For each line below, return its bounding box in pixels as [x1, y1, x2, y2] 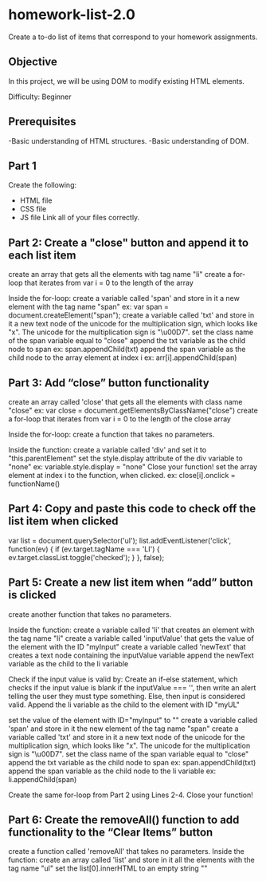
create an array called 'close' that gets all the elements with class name [8, 397, 243, 406]
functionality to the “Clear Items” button [8, 826, 213, 840]
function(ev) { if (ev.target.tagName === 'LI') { [8, 544, 161, 554]
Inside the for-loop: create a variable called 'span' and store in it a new [8, 294, 241, 303]
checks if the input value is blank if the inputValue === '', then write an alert [8, 682, 256, 692]
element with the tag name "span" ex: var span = [8, 302, 170, 312]
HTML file [19, 196, 53, 205]
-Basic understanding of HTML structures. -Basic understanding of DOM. [8, 136, 249, 145]
